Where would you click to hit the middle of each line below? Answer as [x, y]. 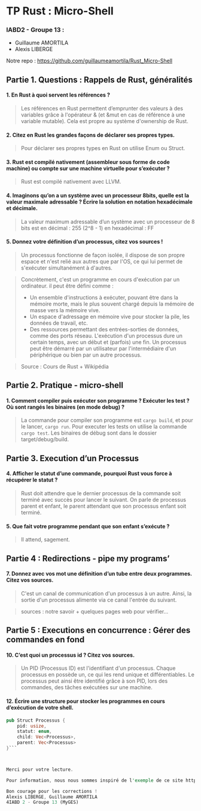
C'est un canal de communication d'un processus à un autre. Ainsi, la [106, 593]
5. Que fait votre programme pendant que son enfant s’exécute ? [88, 526]
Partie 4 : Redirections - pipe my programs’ [88, 559]
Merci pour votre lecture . [40, 770]
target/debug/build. [45, 439]
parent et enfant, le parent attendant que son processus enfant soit [103, 506]
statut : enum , [34, 731]
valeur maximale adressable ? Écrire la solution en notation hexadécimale [100, 202]
